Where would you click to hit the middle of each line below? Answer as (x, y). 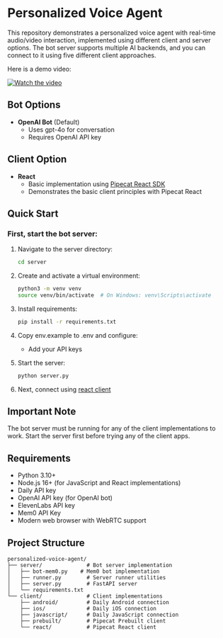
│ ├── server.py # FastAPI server (73, 584)
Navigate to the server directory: (65, 249)
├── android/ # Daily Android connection (95, 603)
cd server (32, 262)
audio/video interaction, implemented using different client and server (109, 40)
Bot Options (34, 105)
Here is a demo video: (39, 69)
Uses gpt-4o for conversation (71, 130)
